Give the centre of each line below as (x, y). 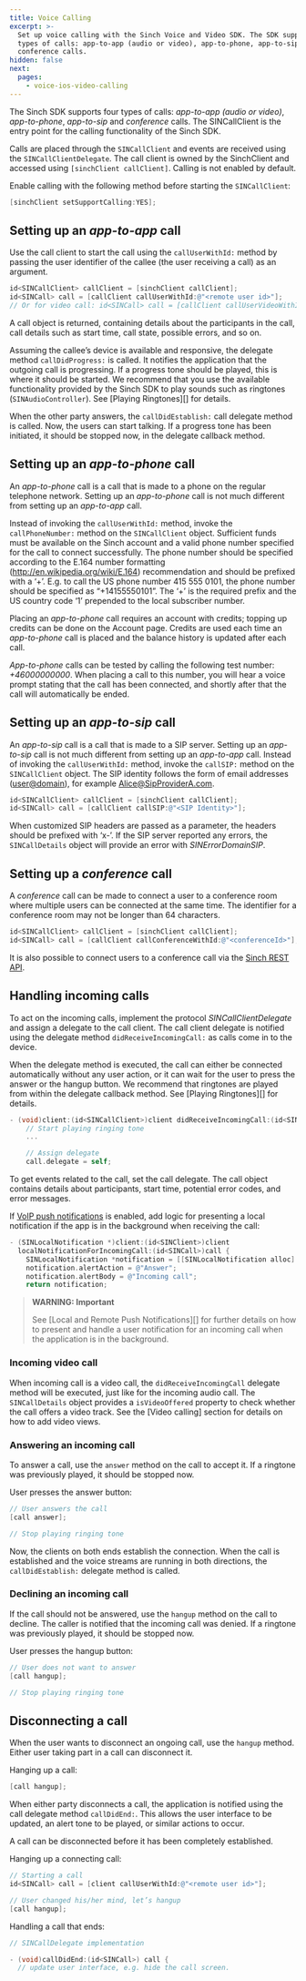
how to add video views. (55, 1421)
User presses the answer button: (71, 1492)
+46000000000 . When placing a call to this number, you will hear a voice (148, 674)
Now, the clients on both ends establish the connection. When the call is (145, 1551)
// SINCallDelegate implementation (77, 1943)
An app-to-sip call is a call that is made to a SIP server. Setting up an (138, 744)
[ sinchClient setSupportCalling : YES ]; (83, 202)
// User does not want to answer (73, 1668)
